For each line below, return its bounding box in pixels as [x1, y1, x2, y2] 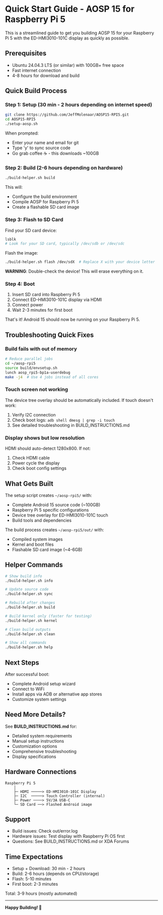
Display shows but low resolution [5, 434, 85, 441]
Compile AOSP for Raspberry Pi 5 [12, 199, 79, 205]
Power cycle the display [12, 460, 60, 466]
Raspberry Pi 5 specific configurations [12, 507, 89, 513]
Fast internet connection [12, 67, 61, 73]
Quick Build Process [5, 87, 67, 95]
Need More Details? [5, 711, 66, 719]
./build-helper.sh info [5, 578, 53, 583]
